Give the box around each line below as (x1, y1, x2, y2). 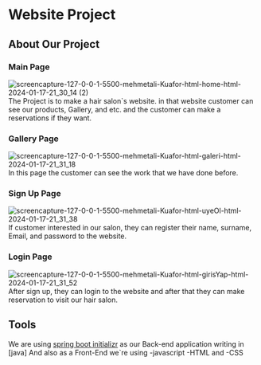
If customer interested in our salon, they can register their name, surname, (8, 223, 252, 233)
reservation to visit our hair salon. (8, 295, 118, 304)
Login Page (8, 251, 53, 262)
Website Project (8, 6, 116, 24)
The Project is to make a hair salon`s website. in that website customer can (8, 96, 254, 105)
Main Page (8, 61, 50, 73)
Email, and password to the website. (8, 231, 127, 241)
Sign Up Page (8, 188, 61, 199)
